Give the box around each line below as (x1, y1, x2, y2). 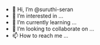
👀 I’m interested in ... (12, 12, 64, 19)
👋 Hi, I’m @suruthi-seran (12, 6, 74, 13)
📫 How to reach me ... (12, 32, 68, 39)
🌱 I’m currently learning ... (12, 19, 77, 26)
